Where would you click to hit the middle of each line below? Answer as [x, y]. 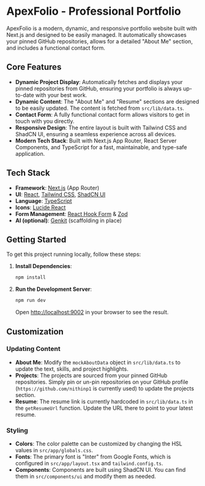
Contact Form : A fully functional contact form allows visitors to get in [102, 114]
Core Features [34, 67]
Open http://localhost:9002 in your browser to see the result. [92, 312]
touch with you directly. [45, 121]
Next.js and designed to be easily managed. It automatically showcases [96, 34]
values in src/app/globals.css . [54, 450]
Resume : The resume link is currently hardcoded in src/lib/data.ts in [104, 401]
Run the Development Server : [54, 289]
